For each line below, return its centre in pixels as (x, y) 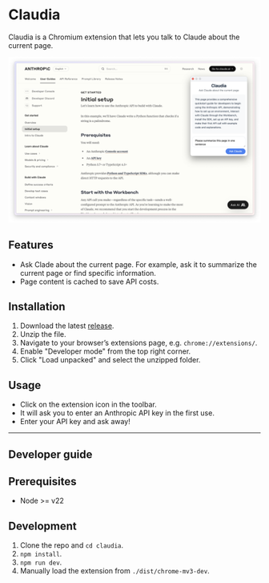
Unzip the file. (43, 334)
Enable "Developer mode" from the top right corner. (105, 351)
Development (43, 526)
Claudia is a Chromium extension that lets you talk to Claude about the (124, 37)
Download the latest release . (67, 326)
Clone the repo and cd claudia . (72, 545)
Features (31, 245)
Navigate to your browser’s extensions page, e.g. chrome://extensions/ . (139, 343)
